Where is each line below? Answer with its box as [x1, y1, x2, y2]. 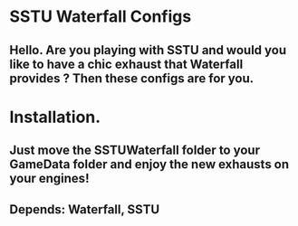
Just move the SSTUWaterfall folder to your [9, 143, 261, 158]
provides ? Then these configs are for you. [9, 71, 255, 86]
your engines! [9, 171, 90, 186]
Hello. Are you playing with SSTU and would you [9, 42, 287, 58]
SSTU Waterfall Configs [9, 6, 192, 27]
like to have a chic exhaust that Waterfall [9, 56, 244, 71]
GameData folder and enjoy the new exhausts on [9, 156, 290, 173]
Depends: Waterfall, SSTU [9, 202, 160, 217]
